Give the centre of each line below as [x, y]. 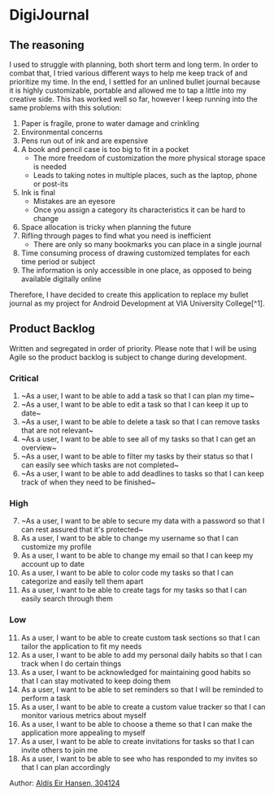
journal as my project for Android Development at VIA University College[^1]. [137, 303]
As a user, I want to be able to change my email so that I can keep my [137, 555]
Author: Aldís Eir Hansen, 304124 [65, 783]
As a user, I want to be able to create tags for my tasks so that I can [134, 590]
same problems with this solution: [65, 108]
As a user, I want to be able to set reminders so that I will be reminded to [142, 689]
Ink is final [38, 192]
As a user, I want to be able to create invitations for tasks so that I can [137, 741]
